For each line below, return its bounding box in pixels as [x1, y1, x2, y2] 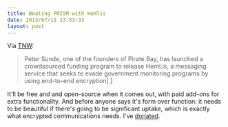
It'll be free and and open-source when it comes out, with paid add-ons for [7, 90, 220, 98]
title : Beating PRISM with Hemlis [7, 10, 107, 17]
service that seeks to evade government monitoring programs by [23, 69, 209, 78]
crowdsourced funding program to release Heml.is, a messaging [23, 62, 207, 71]
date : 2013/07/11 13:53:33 [7, 16, 85, 23]
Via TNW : [7, 42, 34, 50]
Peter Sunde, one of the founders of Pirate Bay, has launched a [23, 55, 203, 63]
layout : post [7, 23, 45, 30]
